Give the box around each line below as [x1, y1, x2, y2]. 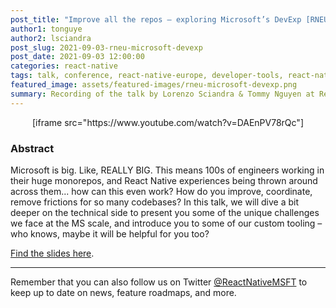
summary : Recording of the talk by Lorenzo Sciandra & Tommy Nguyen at [10, 89, 315, 99]
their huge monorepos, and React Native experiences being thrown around [10, 174, 318, 186]
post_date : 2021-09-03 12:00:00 [10, 52, 145, 62]
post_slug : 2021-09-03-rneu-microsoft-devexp [10, 42, 203, 53]
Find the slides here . [10, 247, 95, 259]
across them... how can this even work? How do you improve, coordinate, [10, 185, 313, 197]
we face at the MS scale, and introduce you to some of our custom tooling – [10, 217, 323, 229]
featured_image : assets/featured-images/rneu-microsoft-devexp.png [10, 80, 298, 90]
